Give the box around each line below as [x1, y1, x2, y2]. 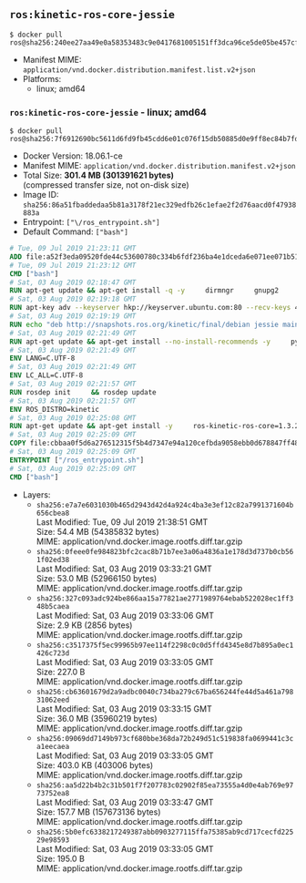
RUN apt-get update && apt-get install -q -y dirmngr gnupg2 [9, 286, 280, 295]
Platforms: [22, 73, 62, 84]
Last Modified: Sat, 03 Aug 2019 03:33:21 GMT [36, 563, 212, 574]
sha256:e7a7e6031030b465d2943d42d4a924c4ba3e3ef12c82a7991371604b [36, 500, 294, 509]
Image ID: [22, 190, 59, 200]
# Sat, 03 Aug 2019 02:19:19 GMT [9, 312, 137, 321]
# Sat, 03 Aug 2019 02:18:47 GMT [9, 278, 137, 287]
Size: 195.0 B [36, 853, 85, 864]
